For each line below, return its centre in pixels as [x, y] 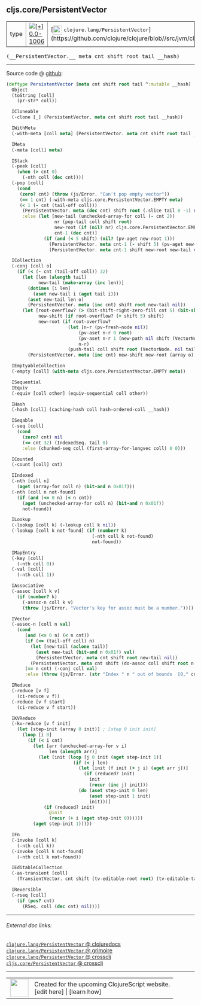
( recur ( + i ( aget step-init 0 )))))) [96, 818]
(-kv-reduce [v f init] [41, 724]
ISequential [27, 382]
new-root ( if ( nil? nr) [84, 228]
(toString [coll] [33, 95]
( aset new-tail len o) [56, 299]
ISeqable [22, 421]
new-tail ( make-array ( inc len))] [81, 283]
